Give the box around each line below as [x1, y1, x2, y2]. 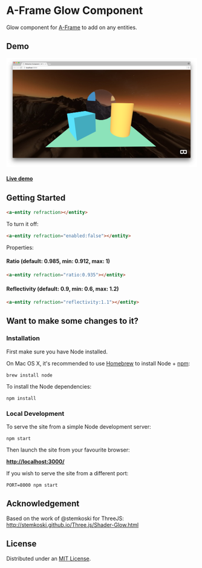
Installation [6, 334, 41, 342]
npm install [6, 395, 36, 401]
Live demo [6, 175, 33, 182]
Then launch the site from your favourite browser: [6, 446, 130, 453]
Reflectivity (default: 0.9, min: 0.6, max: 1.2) [6, 285, 119, 292]
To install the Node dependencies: [6, 383, 92, 390]
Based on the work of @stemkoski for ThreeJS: [6, 515, 124, 522]
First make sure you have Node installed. [6, 348, 108, 355]
